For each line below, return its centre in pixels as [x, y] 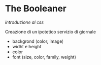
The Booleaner [36, 9]
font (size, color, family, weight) [44, 57]
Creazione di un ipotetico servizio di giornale [50, 32]
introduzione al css [25, 22]
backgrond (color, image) [38, 41]
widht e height [27, 46]
